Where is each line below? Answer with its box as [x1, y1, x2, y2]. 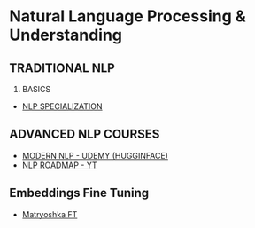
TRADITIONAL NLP [9, 60, 115, 75]
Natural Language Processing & [9, 6, 246, 27]
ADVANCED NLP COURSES [9, 127, 160, 142]
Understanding [9, 25, 122, 45]
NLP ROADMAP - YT [21, 160, 97, 170]
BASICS [21, 84, 51, 94]
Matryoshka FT [21, 208, 78, 219]
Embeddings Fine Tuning [9, 185, 150, 200]
